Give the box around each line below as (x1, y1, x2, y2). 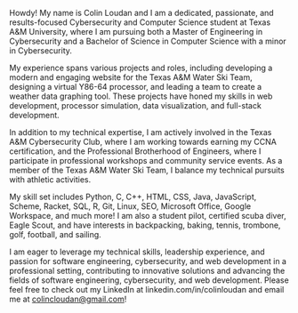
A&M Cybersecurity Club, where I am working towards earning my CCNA (9, 137, 278, 147)
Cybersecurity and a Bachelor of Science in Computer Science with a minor (9, 36, 286, 46)
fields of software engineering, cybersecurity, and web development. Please (9, 275, 289, 285)
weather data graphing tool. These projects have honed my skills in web (9, 91, 273, 101)
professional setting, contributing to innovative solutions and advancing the (9, 266, 286, 276)
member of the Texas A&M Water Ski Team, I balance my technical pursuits (9, 165, 285, 175)
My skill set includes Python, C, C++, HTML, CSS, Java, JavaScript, (9, 191, 257, 202)
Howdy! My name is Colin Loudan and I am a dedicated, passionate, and (9, 8, 274, 18)
